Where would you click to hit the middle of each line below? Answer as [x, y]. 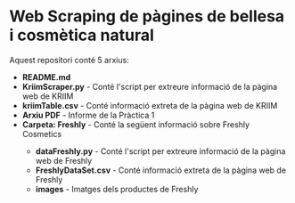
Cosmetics [42, 134]
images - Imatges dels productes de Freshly [117, 189]
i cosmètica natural [82, 35]
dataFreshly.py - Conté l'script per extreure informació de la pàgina [160, 151]
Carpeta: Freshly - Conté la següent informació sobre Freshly [136, 124]
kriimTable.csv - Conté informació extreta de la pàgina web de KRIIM [150, 105]
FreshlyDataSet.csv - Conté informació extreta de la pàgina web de [161, 170]
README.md [46, 77]
